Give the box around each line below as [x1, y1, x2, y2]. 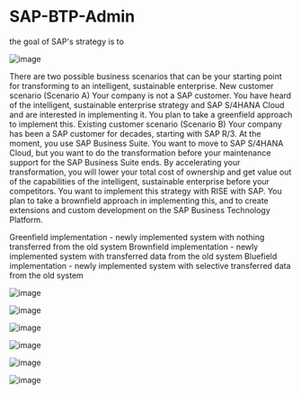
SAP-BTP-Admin [9, 6, 136, 27]
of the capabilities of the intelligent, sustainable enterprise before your [9, 175, 270, 186]
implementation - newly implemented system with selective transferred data [9, 260, 291, 271]
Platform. [9, 214, 43, 225]
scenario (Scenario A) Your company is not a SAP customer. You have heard [9, 90, 292, 101]
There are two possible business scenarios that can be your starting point [9, 70, 283, 82]
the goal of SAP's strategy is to [9, 36, 124, 47]
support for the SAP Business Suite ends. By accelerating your [9, 157, 241, 167]
